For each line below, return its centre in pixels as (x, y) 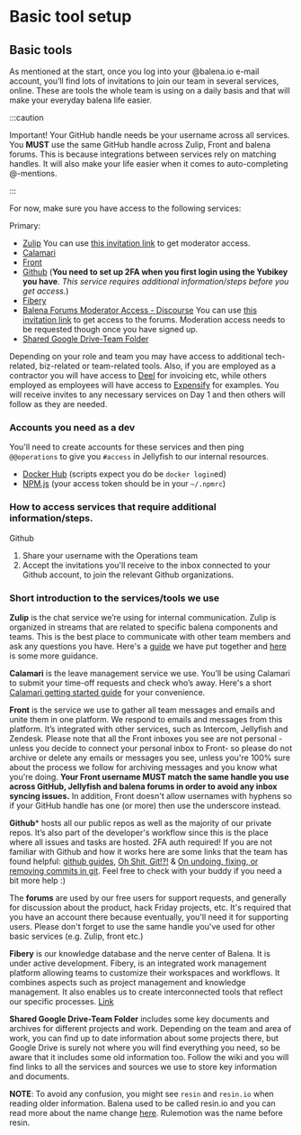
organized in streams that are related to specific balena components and (144, 627)
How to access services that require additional (113, 507)
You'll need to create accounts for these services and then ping (127, 447)
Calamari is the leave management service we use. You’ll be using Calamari (150, 673)
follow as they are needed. (58, 404)
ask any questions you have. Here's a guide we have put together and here (148, 646)
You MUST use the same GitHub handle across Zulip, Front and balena (140, 145)
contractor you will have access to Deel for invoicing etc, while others (138, 375)
